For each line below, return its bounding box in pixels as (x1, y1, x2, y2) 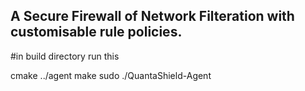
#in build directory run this (10, 50, 120, 62)
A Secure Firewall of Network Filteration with (10, 8, 295, 25)
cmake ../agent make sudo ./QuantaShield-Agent (10, 69, 212, 81)
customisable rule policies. (10, 24, 183, 41)
